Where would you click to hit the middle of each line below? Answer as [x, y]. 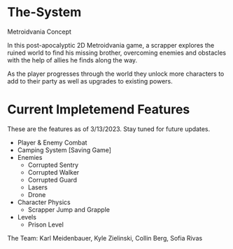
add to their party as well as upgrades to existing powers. [90, 81]
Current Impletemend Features [99, 110]
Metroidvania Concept [40, 32]
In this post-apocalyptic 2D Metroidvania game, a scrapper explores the [111, 45]
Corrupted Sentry [53, 165]
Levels [27, 217]
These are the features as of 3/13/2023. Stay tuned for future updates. [109, 129]
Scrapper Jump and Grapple [69, 209]
